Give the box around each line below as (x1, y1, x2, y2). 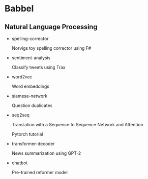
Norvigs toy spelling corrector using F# (11, 45, 91, 51)
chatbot (11, 160, 28, 166)
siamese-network (11, 93, 48, 99)
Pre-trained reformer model (11, 170, 68, 175)
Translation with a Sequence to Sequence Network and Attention (11, 122, 144, 127)
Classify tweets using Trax (11, 65, 66, 70)
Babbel (4, 3, 34, 14)
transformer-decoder (11, 141, 55, 146)
